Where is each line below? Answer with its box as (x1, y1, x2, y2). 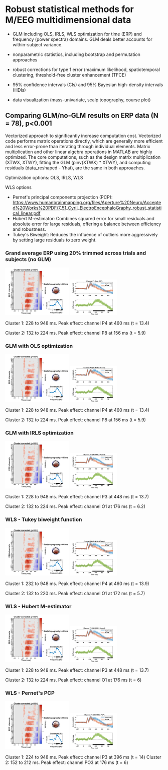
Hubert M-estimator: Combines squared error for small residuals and (12, 215, 154, 221)
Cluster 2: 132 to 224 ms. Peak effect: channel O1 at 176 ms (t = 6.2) (5, 503, 145, 509)
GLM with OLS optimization (5, 343, 73, 350)
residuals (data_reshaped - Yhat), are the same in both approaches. (5, 165, 145, 171)
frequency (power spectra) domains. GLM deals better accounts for (12, 36, 152, 42)
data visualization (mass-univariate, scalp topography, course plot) (12, 97, 151, 103)
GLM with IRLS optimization (5, 429, 74, 436)
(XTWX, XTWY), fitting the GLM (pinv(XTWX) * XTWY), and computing (5, 159, 151, 165)
